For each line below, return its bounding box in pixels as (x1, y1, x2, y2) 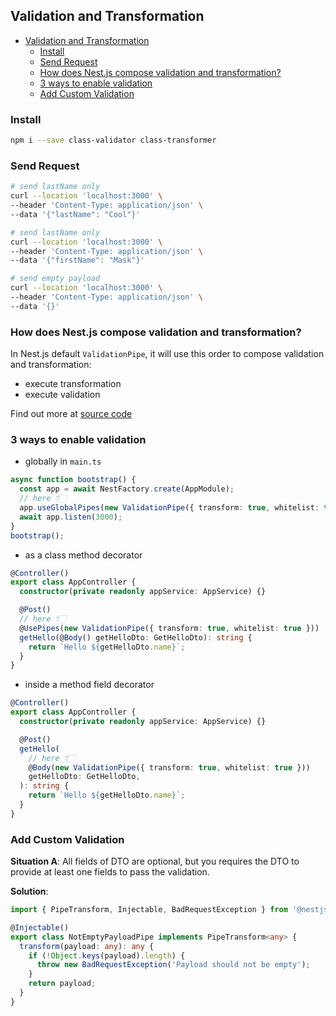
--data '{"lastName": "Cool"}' (10, 209, 141, 219)
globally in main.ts (24, 455, 102, 468)
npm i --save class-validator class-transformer (10, 135, 217, 146)
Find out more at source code (10, 408, 133, 420)
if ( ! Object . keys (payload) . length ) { (28, 950, 186, 961)
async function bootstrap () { (10, 475, 137, 485)
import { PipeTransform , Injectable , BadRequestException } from (10, 905, 288, 915)
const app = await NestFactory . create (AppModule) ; (19, 484, 235, 494)
